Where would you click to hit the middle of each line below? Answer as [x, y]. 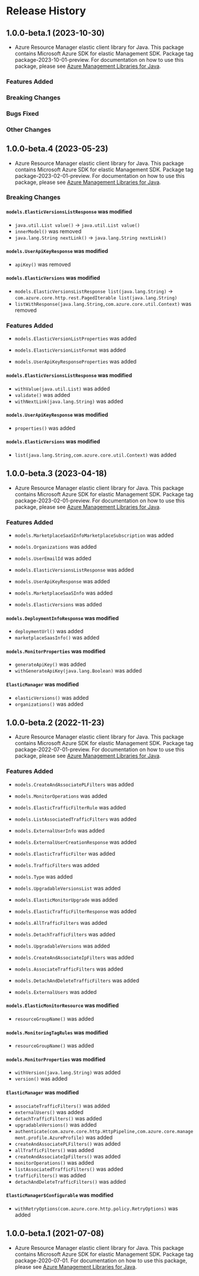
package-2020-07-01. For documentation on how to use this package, [101, 1261]
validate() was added [42, 395]
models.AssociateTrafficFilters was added [69, 969]
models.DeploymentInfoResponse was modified [62, 618]
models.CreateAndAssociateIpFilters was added [74, 957]
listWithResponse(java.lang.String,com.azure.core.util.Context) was [103, 304]
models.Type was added [44, 877]
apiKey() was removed [43, 264]
